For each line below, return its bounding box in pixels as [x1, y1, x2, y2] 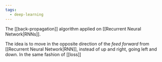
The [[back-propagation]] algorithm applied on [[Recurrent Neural [5, 25, 141, 31]
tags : [5, 7, 17, 12]
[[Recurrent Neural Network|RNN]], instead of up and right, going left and [5, 46, 157, 52]
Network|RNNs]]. [5, 31, 41, 37]
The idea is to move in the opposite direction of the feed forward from [5, 40, 149, 46]
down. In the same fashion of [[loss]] [5, 51, 81, 57]
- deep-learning [10, 12, 44, 17]
